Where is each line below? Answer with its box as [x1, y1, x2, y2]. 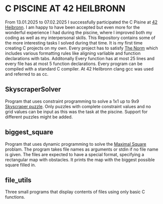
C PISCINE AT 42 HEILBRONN [5, 3, 126, 14]
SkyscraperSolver [5, 85, 61, 93]
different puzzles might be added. [5, 113, 73, 120]
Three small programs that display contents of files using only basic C [5, 189, 145, 195]
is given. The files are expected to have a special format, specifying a [5, 151, 145, 157]
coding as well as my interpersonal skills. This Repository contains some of [5, 35, 156, 41]
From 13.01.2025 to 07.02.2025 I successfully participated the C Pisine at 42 [5, 19, 158, 25]
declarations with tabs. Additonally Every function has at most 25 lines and [5, 55, 155, 61]
